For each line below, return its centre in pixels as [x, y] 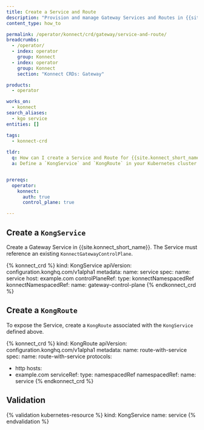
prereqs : [17, 180]
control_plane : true [48, 203]
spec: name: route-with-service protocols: [59, 356]
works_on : [19, 102]
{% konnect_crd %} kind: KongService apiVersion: [69, 265]
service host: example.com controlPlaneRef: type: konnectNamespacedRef [100, 278]
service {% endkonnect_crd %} [54, 381]
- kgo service [29, 118]
